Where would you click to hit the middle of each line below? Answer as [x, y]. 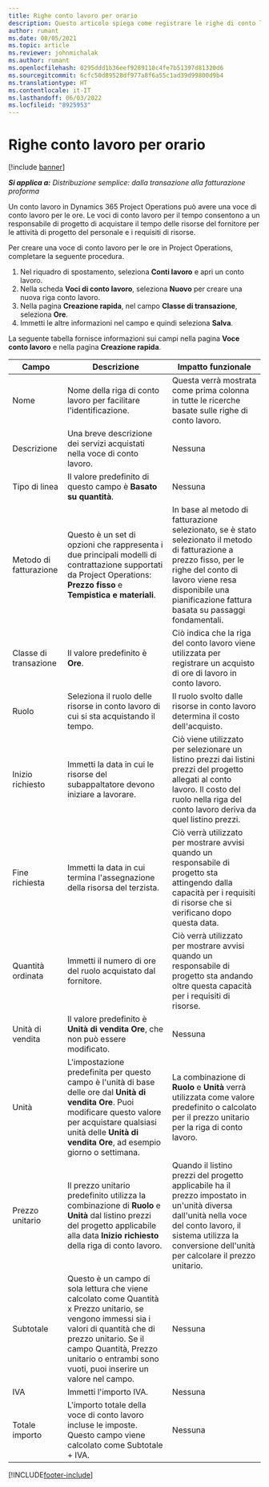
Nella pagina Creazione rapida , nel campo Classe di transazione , [128, 306]
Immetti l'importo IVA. [107, 1392]
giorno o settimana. [103, 1153]
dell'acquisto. [197, 727]
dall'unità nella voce [209, 1216]
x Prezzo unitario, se [105, 1309]
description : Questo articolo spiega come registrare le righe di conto [132, 23]
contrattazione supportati [115, 565]
